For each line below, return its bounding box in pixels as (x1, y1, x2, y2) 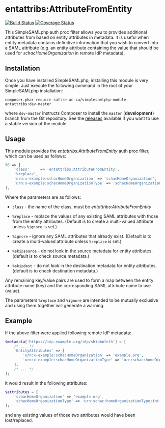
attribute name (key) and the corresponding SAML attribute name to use (5, 282, 151, 288)
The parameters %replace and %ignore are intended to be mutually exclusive (5, 297, 159, 303)
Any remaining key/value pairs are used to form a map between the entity (5, 277, 154, 283)
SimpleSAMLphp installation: (5, 87, 63, 94)
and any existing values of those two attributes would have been (5, 412, 136, 418)
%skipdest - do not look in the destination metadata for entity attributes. (12, 263, 157, 268)
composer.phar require (5, 97, 52, 102)
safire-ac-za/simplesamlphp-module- (53, 97, 129, 102)
